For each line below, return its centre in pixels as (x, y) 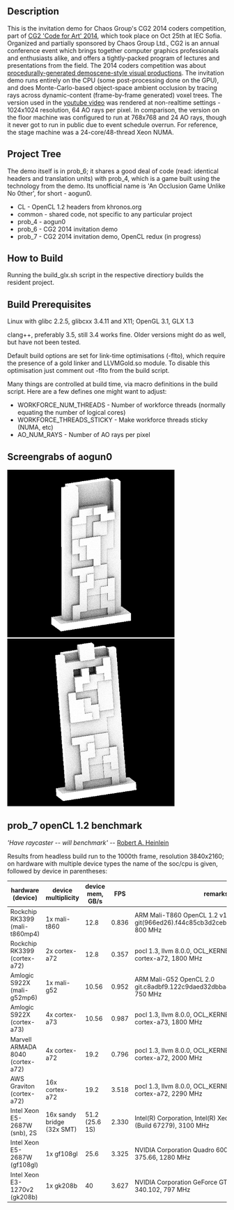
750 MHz (148, 994)
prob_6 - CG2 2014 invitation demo (68, 229)
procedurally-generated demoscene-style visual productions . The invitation (116, 73)
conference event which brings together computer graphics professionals (113, 50)
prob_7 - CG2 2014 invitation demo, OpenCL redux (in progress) (109, 236)
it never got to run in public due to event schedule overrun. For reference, (112, 124)
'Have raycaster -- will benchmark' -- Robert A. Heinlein (88, 842)
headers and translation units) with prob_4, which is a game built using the (114, 178)
